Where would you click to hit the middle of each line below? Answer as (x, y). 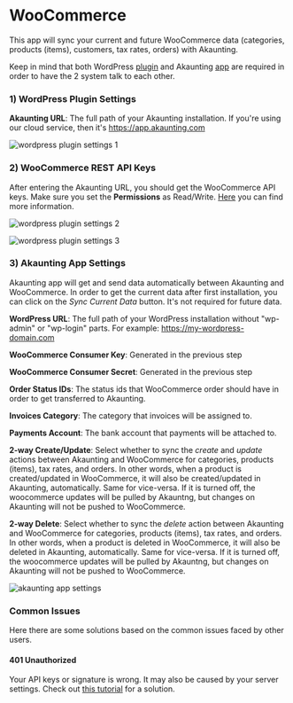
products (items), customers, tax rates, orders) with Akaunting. (124, 49)
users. (21, 640)
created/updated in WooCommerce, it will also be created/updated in (135, 478)
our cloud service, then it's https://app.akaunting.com (107, 128)
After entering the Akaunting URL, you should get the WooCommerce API (143, 187)
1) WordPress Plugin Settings (73, 98)
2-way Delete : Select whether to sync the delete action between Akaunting (147, 523)
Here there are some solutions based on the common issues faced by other (147, 630)
